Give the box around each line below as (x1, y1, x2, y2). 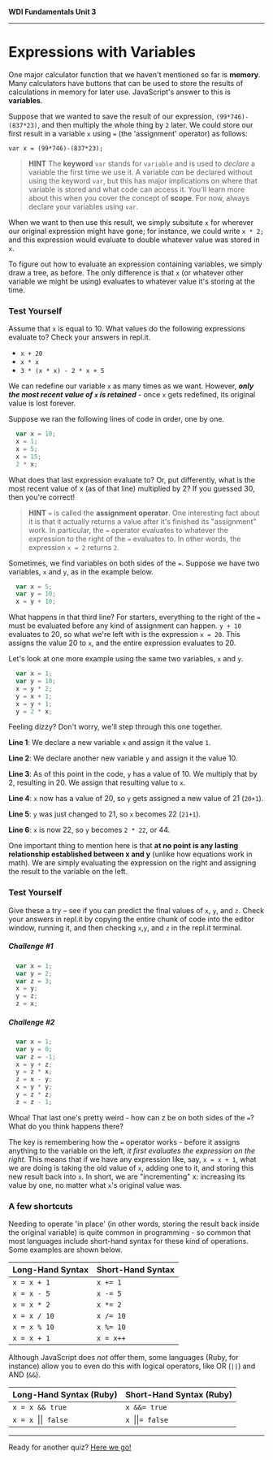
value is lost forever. (8, 398, 76, 409)
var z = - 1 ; (15, 1052, 57, 1061)
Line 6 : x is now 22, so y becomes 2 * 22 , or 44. (8, 825, 171, 835)
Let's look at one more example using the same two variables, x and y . (8, 654, 244, 664)
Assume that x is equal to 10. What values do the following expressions (8, 324, 245, 334)
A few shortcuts (8, 1200, 73, 1211)
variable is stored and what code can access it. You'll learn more (28, 184, 245, 194)
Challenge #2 (8, 1017, 55, 1027)
